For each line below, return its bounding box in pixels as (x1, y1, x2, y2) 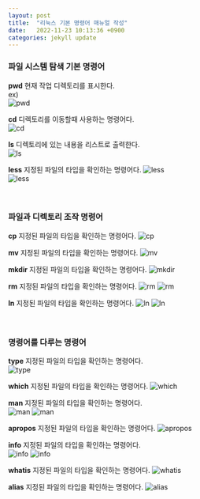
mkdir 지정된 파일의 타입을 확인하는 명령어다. (8, 264, 147, 274)
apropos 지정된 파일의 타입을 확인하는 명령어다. (8, 424, 156, 433)
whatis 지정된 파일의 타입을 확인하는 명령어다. (8, 466, 151, 475)
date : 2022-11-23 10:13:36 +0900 (8, 26, 125, 34)
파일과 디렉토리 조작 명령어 (8, 211, 104, 222)
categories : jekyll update (8, 33, 97, 42)
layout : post (8, 11, 51, 20)
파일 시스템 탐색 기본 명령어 (8, 61, 106, 72)
